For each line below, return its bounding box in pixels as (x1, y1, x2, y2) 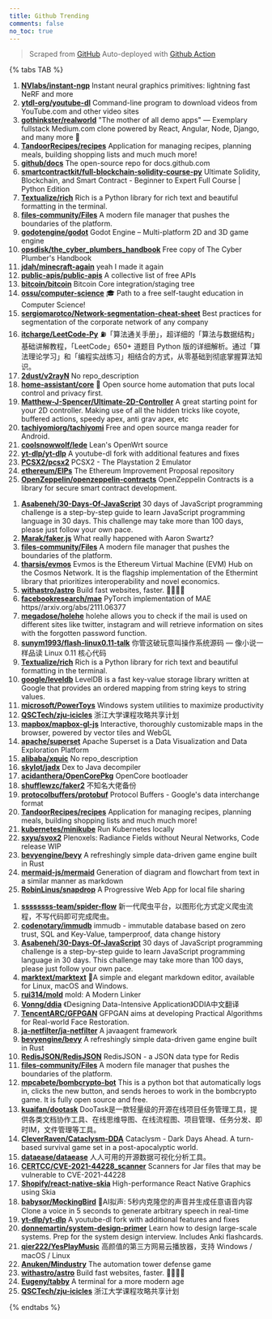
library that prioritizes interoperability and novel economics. (20, 577, 220, 586)
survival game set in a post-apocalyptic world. (44, 1143, 198, 1153)
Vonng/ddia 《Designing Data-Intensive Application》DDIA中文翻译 (20, 1000, 240, 1010)
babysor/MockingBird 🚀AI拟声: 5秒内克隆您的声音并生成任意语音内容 (20, 1197, 253, 1207)
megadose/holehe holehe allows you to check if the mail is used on (20, 611, 248, 621)
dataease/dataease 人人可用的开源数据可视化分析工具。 (20, 1153, 211, 1162)
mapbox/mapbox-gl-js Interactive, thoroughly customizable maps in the (20, 720, 264, 729)
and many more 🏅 (20, 132, 80, 142)
